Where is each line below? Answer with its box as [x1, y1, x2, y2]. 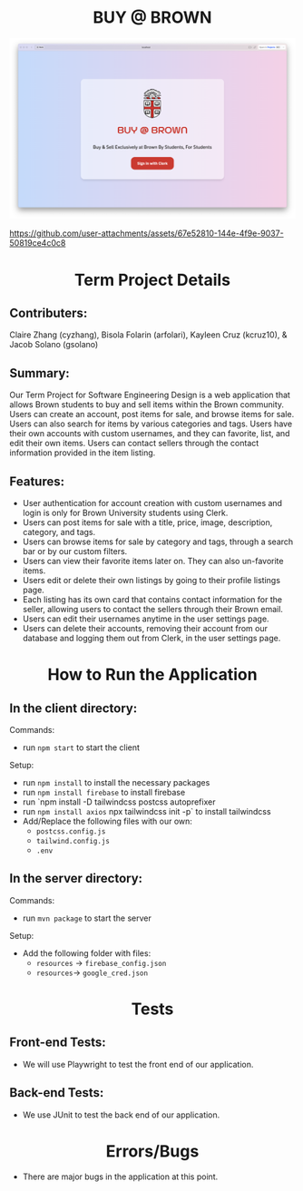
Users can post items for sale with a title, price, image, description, [22, 516, 273, 528]
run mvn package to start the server [22, 913, 151, 923]
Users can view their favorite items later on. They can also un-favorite [22, 555, 284, 566]
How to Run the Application [47, 665, 258, 685]
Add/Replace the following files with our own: [22, 815, 193, 826]
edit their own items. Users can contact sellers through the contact [9, 438, 259, 449]
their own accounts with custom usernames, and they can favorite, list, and [9, 428, 290, 439]
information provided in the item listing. [9, 447, 156, 458]
